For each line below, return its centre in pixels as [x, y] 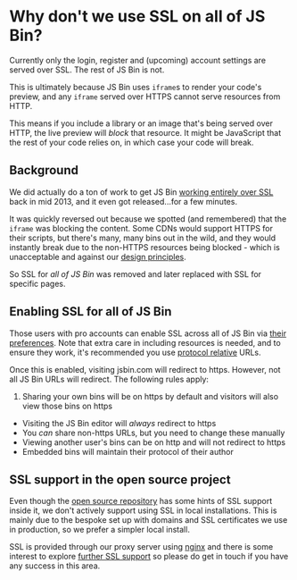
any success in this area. [55, 566]
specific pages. [37, 283]
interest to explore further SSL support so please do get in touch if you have [149, 557]
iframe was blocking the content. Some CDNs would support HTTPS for [141, 228]
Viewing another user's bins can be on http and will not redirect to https [154, 442]
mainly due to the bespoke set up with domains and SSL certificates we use [148, 520]
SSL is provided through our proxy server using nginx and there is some [141, 547]
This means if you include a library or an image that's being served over [141, 123]
